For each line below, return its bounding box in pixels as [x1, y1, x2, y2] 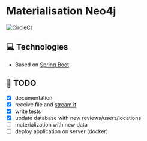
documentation [14, 94, 53, 101]
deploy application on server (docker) [14, 127, 109, 135]
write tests [14, 108, 41, 115]
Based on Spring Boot [14, 61, 70, 68]
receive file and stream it [14, 100, 77, 108]
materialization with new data [14, 121, 88, 128]
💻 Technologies [6, 42, 68, 52]
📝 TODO [6, 78, 37, 88]
